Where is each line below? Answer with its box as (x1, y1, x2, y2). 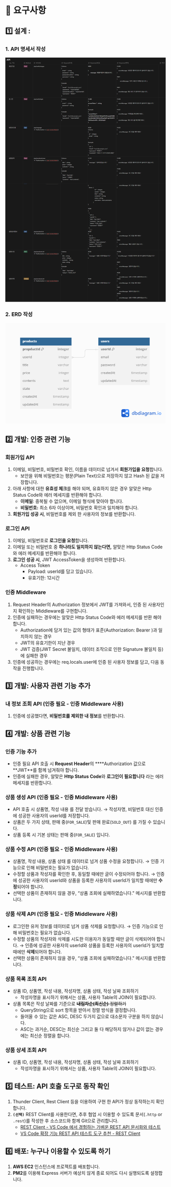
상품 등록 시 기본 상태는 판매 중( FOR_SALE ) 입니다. (12, 832, 110, 838)
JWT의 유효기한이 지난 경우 (20, 640, 75, 646)
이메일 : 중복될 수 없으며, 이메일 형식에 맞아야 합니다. (20, 498, 124, 504)
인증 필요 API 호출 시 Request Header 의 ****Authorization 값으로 (12, 761, 146, 767)
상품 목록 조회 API (5, 975, 47, 982)
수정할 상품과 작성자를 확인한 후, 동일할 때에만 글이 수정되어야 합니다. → (12, 871, 155, 877)
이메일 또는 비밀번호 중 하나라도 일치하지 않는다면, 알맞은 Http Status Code (12, 544, 163, 550)
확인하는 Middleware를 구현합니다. (18, 608, 88, 614)
